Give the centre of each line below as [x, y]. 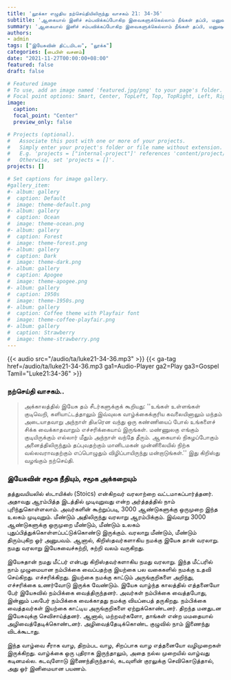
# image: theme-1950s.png [46, 300]
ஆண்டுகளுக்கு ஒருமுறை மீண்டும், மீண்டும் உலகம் [74, 525]
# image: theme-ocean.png [46, 224]
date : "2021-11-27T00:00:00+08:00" [58, 59]
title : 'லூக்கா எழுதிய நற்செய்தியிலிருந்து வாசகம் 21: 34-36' [85, 13]
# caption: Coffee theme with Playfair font [73, 313]
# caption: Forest [35, 236]
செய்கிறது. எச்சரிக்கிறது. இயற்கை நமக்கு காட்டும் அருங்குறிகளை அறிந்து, [101, 577]
